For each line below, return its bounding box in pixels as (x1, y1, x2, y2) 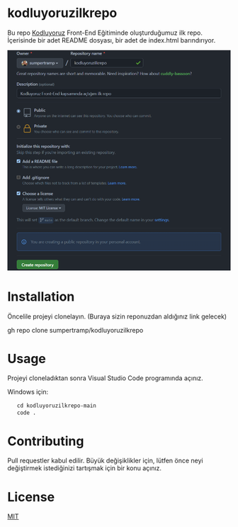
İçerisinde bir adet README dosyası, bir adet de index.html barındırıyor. (7, 35, 216, 44)
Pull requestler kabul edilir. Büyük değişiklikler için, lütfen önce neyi (7, 456, 203, 465)
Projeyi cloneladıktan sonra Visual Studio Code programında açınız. (7, 374, 203, 382)
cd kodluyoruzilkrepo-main (16, 402, 97, 409)
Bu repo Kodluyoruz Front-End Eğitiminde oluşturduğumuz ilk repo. (7, 28, 203, 37)
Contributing (7, 433, 84, 449)
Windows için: (7, 388, 49, 396)
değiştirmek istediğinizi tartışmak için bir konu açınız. (7, 464, 161, 472)
